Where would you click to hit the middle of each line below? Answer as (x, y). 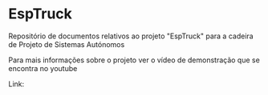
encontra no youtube (43, 68)
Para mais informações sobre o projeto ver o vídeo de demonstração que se (134, 60)
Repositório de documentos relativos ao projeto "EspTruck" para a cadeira (131, 36)
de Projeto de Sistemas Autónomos (67, 44)
